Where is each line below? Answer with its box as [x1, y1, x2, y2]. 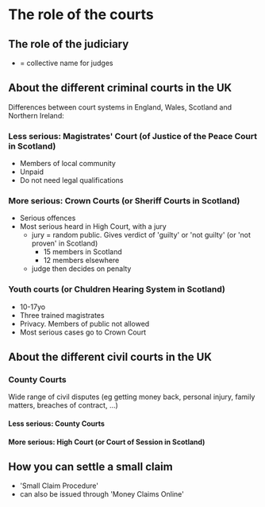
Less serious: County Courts [8, 419, 106, 428]
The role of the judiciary [8, 37, 129, 51]
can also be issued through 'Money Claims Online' [19, 490, 184, 499]
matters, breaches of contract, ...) [8, 401, 119, 410]
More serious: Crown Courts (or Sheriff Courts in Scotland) [8, 195, 240, 207]
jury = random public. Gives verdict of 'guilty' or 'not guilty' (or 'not [31, 230, 252, 240]
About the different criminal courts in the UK [8, 81, 232, 95]
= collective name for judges [19, 58, 113, 68]
